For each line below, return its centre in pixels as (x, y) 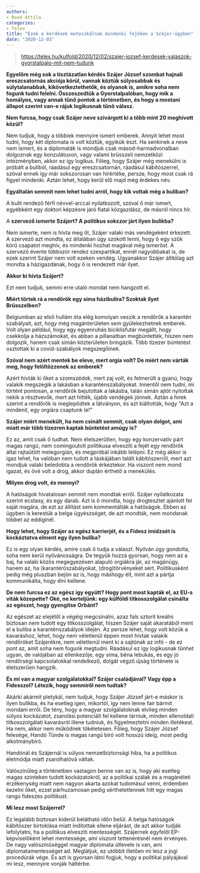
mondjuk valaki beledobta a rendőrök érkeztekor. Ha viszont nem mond (94, 465)
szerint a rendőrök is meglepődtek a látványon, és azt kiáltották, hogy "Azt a (100, 403)
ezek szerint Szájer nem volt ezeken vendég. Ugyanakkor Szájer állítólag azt (100, 258)
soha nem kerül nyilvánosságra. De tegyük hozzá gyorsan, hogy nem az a (97, 555)
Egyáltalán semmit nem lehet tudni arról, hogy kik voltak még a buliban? (97, 191)
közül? (15, 124)
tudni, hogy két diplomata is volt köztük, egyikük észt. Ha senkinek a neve (97, 142)
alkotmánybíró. (24, 741)
